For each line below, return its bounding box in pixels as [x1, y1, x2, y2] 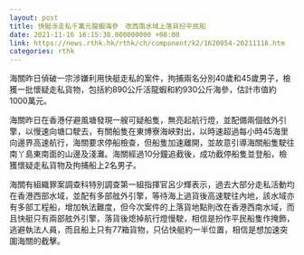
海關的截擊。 [16, 236, 65, 247]
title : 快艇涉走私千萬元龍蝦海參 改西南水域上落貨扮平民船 [9, 22, 206, 31]
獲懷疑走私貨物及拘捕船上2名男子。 [9, 160, 142, 171]
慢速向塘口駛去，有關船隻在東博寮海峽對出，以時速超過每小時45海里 [33, 126, 290, 137]
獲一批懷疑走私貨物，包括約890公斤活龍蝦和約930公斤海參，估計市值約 [9, 84, 278, 95]
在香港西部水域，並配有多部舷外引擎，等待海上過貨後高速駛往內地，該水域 [9, 191, 287, 202]
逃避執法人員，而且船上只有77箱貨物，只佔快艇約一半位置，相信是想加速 [9, 224, 280, 235]
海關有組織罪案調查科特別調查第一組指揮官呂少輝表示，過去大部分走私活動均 [9, 179, 295, 190]
